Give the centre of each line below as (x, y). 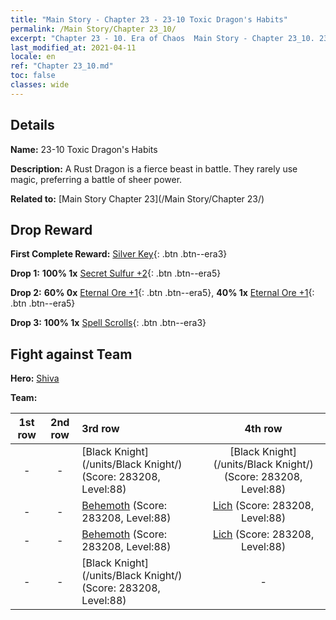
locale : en (33, 57)
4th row (263, 429)
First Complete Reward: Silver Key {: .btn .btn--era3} (119, 254)
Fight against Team (71, 354)
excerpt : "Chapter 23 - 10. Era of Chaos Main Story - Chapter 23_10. (162, 38)
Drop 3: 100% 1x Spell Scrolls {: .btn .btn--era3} (108, 323)
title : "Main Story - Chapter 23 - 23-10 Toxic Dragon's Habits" (149, 19)
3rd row (100, 429)
